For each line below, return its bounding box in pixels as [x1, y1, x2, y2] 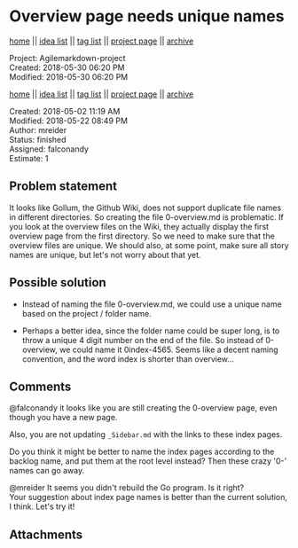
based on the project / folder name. [21, 308, 153, 318]
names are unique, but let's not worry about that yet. [9, 249, 201, 260]
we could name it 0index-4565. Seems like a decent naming [59, 344, 278, 355]
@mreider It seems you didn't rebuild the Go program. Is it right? [9, 482, 245, 493]
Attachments [9, 527, 83, 542]
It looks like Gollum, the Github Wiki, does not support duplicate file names [9, 202, 282, 213]
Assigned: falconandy [9, 144, 89, 154]
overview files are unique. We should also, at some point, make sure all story [9, 239, 290, 250]
